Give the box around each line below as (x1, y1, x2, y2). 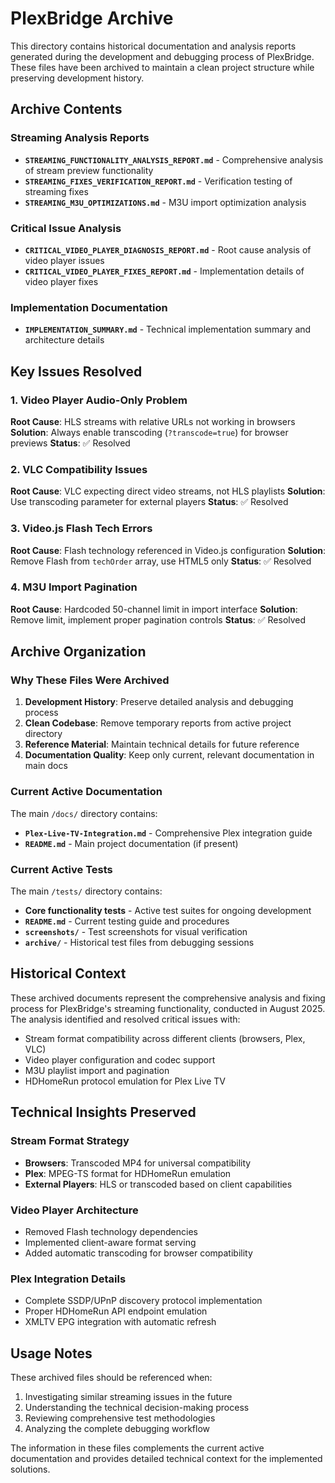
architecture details (24, 334, 105, 346)
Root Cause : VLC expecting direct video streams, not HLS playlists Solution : (10, 485, 326, 497)
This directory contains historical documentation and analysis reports (10, 40, 297, 52)
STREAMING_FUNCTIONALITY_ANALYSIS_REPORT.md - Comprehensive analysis (24, 153, 324, 166)
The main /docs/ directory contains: (10, 807, 158, 819)
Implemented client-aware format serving (24, 1236, 197, 1248)
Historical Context (10, 965, 127, 982)
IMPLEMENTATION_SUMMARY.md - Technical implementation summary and (24, 323, 312, 336)
